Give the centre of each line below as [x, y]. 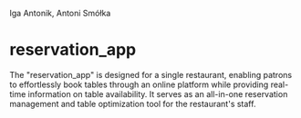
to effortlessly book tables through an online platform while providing [139, 84]
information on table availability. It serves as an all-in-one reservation [158, 93]
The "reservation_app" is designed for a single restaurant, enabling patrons [151, 74]
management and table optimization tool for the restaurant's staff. [133, 103]
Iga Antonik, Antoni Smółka [60, 13]
